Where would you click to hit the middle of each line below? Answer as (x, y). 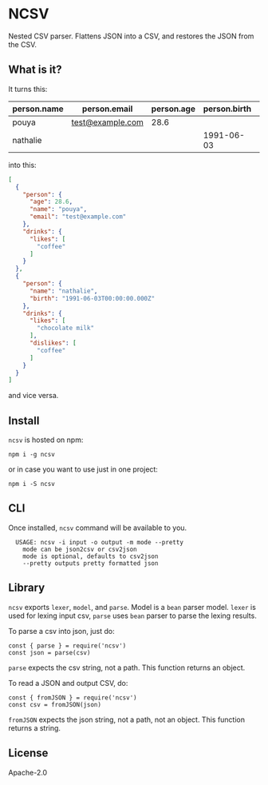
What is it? (35, 70)
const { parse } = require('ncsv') (67, 646)
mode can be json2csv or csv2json (80, 549)
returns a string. (35, 727)
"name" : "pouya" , (58, 209)
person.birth (227, 109)
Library (27, 588)
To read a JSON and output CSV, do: (68, 683)
